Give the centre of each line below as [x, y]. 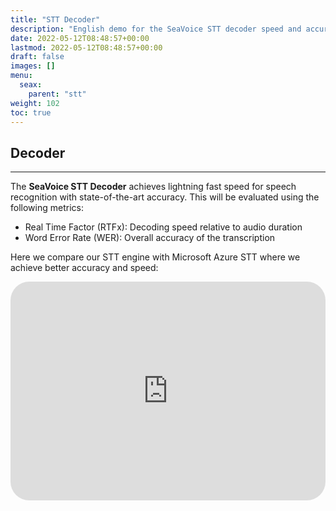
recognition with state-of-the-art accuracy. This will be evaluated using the [165, 197]
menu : [21, 76]
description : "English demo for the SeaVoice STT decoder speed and [156, 29]
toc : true [31, 112]
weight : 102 [35, 103]
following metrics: [47, 208]
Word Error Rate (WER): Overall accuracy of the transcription [150, 238]
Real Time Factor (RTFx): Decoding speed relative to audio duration [163, 227]
